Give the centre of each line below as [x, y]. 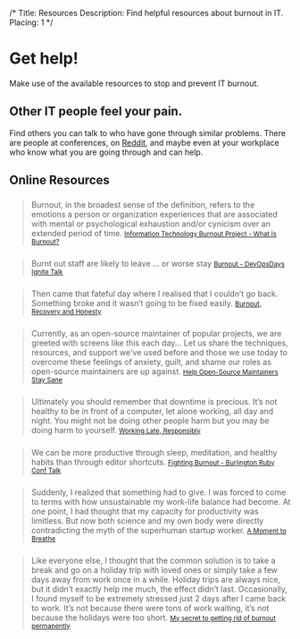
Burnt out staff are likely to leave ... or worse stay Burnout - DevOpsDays [158, 263]
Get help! [44, 59]
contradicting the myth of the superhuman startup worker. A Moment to [159, 530]
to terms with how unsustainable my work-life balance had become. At [161, 501]
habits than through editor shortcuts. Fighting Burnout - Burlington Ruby [153, 462]
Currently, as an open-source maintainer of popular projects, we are [156, 333]
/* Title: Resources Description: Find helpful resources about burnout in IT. [146, 13]
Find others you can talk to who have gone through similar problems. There [147, 132]
